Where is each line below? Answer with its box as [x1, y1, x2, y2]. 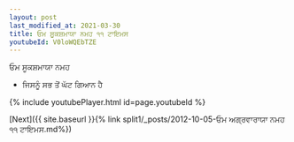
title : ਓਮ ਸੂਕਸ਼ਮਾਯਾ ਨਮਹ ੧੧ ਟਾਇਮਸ [9, 29, 128, 38]
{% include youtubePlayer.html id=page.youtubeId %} [9, 97, 206, 108]
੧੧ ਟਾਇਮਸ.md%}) [9, 124, 73, 135]
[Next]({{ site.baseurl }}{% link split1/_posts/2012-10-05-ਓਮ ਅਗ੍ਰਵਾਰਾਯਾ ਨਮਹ [9, 114, 285, 124]
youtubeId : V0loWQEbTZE [9, 37, 97, 47]
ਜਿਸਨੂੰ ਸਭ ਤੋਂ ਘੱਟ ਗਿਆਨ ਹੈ [21, 79, 104, 90]
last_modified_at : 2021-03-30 [9, 21, 121, 30]
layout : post [9, 12, 58, 22]
